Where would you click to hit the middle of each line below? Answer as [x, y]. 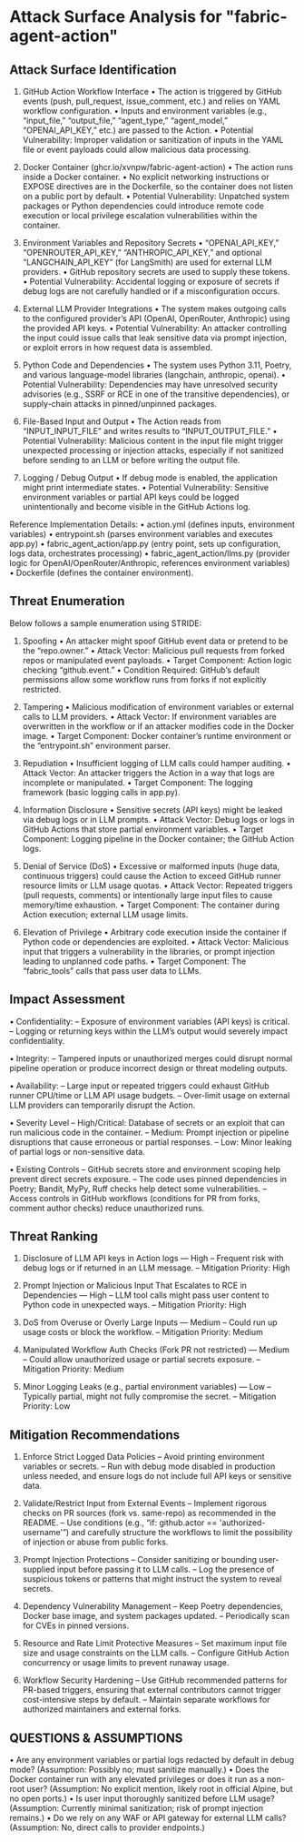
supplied [39, 1569]
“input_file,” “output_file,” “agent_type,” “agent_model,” [125, 121]
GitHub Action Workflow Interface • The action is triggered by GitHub [152, 91]
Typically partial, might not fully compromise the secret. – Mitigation [149, 1397]
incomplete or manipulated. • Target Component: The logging [138, 782]
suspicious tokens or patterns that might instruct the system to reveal [152, 1579]
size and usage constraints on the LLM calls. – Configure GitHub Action [156, 1653]
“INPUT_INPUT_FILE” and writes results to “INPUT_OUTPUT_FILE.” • [150, 431]
